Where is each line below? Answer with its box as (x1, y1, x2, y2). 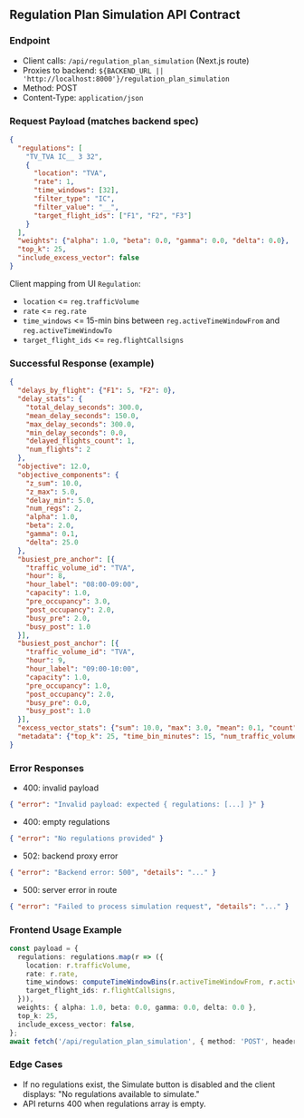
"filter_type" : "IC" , (33, 194, 116, 203)
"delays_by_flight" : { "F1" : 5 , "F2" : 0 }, (17, 386, 176, 396)
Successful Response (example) (9, 357, 155, 369)
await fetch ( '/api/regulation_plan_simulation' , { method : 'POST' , (9, 1036, 270, 1046)
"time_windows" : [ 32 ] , (33, 186, 119, 195)
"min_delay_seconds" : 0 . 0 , (25, 428, 128, 437)
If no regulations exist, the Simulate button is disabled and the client (22, 1079, 276, 1090)
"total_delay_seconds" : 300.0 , (25, 403, 144, 412)
